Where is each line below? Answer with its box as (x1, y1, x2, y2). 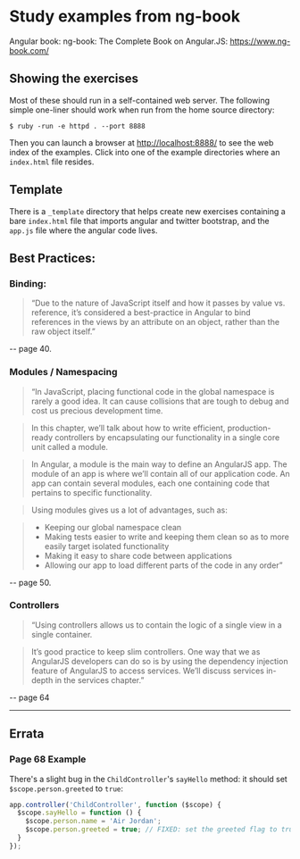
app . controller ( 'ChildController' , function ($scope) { (9, 800, 221, 809)
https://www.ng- (229, 36, 291, 46)
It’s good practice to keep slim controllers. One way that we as (30, 646, 261, 657)
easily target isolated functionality (44, 540, 170, 551)
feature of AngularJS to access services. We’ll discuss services (30, 665, 265, 676)
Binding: (9, 277, 47, 289)
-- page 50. (9, 577, 52, 588)
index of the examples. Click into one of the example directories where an (9, 146, 280, 157)
